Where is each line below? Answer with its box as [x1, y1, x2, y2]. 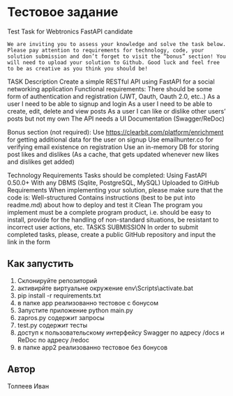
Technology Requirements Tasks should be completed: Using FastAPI [7, 171, 207, 179]
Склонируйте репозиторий [17, 276, 98, 284]
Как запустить [7, 258, 74, 270]
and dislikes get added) [7, 158, 75, 166]
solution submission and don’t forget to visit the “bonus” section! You [7, 53, 227, 60]
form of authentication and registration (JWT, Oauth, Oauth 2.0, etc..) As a [7, 92, 220, 100]
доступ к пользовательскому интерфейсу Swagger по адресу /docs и [17, 328, 225, 337]
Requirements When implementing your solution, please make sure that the [7, 185, 223, 194]
